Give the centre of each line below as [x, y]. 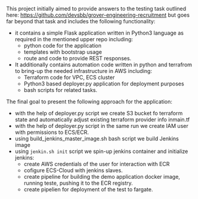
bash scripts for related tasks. [60, 90]
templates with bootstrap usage [63, 52]
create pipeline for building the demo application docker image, [102, 177]
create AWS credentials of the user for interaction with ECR [97, 164]
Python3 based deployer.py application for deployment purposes [104, 84]
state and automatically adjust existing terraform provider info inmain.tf [102, 120]
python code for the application [63, 45]
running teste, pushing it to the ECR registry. [78, 183]
